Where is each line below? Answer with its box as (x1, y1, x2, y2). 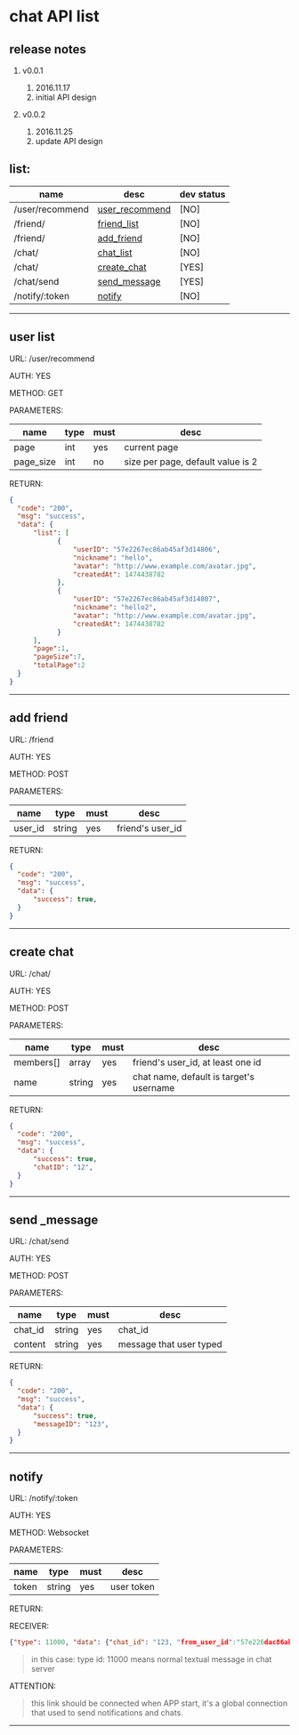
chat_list (97, 246, 133, 259)
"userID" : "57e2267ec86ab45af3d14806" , (72, 545, 221, 553)
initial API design (35, 92, 97, 102)
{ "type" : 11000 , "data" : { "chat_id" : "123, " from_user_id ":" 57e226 (9, 1638, 265, 1647)
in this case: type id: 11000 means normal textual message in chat (30, 1654, 272, 1665)
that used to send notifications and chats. (30, 1707, 184, 1718)
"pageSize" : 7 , (32, 652, 86, 662)
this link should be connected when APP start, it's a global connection (30, 1698, 287, 1708)
